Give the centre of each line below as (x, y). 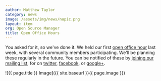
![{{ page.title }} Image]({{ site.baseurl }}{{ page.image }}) (65, 73)
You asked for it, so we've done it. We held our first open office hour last (80, 47)
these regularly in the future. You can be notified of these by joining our (79, 58)
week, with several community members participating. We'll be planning (80, 52)
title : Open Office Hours (32, 33)
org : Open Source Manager (32, 28)
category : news (21, 14)
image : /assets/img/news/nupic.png (43, 19)
